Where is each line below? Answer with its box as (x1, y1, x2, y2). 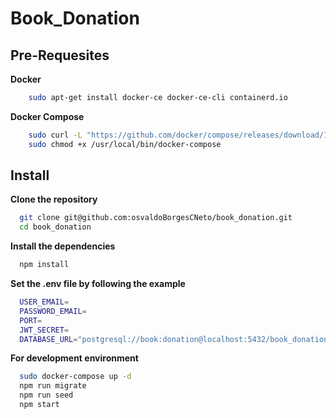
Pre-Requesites (10, 47, 110, 64)
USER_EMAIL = (19, 297, 70, 307)
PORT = (19, 315, 43, 326)
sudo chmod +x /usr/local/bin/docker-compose (28, 139, 222, 149)
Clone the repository (10, 193, 98, 206)
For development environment (10, 352, 139, 364)
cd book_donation (19, 222, 92, 232)
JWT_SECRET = (19, 325, 70, 335)
